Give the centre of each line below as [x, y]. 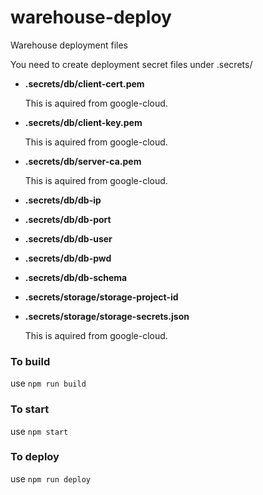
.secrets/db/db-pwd [68, 258]
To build [30, 361]
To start [30, 409]
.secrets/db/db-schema [76, 277]
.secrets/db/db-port [68, 219]
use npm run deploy [51, 478]
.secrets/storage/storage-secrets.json [107, 316]
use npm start [39, 431]
